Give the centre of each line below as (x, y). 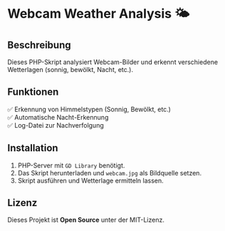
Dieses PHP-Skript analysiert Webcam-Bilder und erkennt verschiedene (113, 62)
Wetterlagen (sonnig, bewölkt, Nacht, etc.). (70, 70)
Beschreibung (39, 45)
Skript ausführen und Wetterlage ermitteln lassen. (90, 180)
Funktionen (33, 92)
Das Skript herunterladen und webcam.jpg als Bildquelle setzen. (109, 173)
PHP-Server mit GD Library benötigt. (71, 165)
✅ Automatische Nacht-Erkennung (58, 117)
